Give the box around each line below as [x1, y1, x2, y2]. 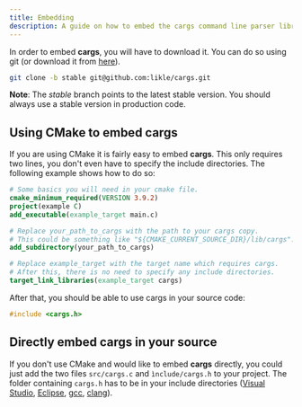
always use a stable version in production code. [9, 99, 186, 110]
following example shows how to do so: [9, 168, 155, 179]
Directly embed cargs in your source [9, 334, 218, 350]
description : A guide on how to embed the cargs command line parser [9, 22, 276, 31]
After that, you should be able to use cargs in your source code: [9, 292, 245, 303]
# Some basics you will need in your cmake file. [9, 185, 200, 194]
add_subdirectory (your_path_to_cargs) [9, 243, 155, 252]
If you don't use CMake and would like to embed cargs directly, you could [9, 358, 283, 369]
